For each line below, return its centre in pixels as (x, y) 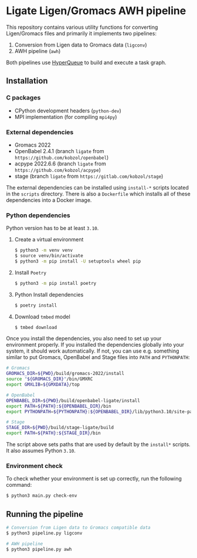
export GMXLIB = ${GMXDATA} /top (43, 385)
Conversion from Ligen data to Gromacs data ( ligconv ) (81, 45)
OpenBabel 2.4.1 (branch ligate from (59, 151)
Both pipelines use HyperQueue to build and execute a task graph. (86, 62)
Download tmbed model (42, 317)
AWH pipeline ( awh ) (38, 51)
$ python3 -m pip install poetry (55, 283)
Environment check (34, 466)
